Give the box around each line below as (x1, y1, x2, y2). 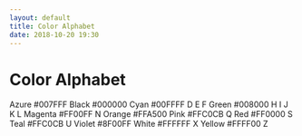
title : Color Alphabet (9, 22, 95, 31)
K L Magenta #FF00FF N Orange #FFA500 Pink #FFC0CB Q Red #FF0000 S (9, 109, 293, 120)
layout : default (9, 13, 71, 23)
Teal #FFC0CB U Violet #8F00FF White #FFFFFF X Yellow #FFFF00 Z (9, 119, 269, 130)
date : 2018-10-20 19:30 (9, 30, 100, 39)
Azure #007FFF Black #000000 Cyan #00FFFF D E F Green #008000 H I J (9, 99, 288, 110)
